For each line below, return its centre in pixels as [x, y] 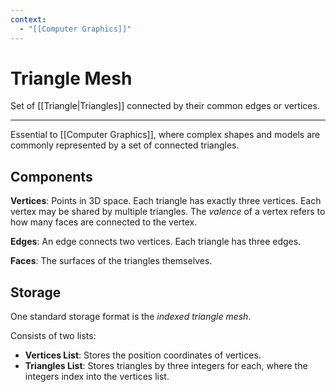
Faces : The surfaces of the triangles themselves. [111, 261]
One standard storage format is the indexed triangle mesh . [131, 317]
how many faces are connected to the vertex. [104, 222]
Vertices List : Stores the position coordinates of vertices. [143, 355]
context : [28, 19]
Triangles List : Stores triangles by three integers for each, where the [166, 366]
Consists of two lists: [53, 336]
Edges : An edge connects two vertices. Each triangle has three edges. [156, 242]
